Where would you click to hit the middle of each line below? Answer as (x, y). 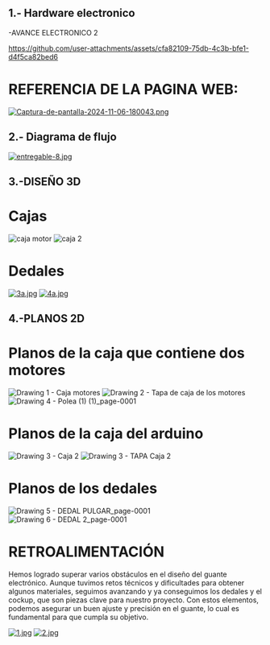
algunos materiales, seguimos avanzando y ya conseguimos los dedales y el (135, 591)
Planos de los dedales (83, 488)
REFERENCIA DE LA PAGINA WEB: (124, 89)
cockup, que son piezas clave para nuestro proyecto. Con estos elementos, (134, 600)
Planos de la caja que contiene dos (127, 353)
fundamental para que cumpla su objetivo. (79, 617)
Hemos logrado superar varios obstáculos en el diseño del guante (118, 574)
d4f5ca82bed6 (33, 56)
